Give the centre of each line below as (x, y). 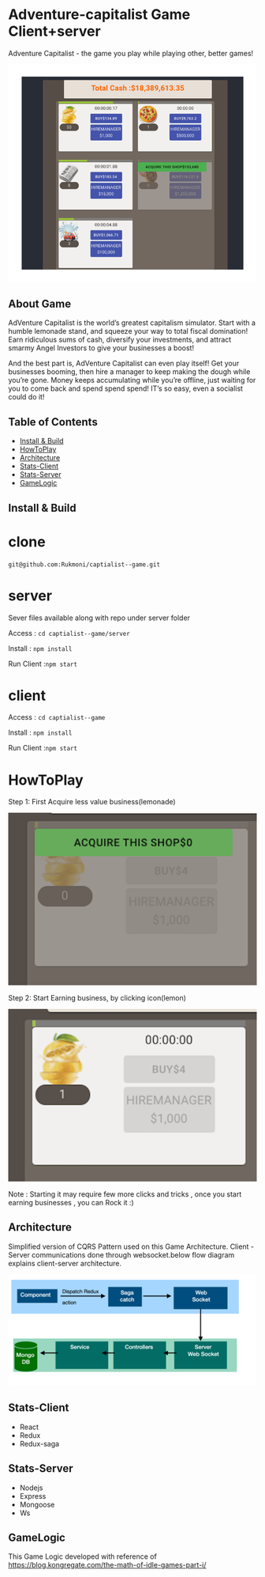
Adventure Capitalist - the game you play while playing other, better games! (131, 53)
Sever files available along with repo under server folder (99, 618)
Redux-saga (39, 1443)
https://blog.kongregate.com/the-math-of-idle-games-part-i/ (107, 1565)
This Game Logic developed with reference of (83, 1556)
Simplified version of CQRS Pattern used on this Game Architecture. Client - (131, 1246)
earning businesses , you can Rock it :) (71, 1202)
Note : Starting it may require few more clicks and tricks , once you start (125, 1194)
